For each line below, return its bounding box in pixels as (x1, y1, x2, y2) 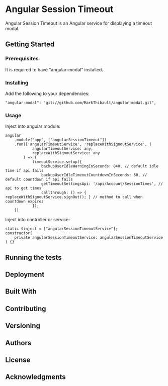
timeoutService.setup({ (32, 159, 82, 164)
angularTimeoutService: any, (32, 146, 94, 151)
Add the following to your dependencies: (5, 90, 90, 96)
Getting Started (5, 40, 55, 49)
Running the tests (5, 253, 62, 262)
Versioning (5, 322, 40, 330)
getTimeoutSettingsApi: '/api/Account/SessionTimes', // (41, 181, 163, 186)
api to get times (5, 186, 42, 191)
